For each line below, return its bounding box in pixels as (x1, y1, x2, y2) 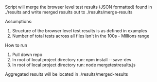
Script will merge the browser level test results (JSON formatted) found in (5, 4, 152, 10)
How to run (5, 42, 28, 48)
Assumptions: (5, 19, 33, 24)
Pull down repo (12, 52, 43, 57)
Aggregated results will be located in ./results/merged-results (5, 71, 128, 77)
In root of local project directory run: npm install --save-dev (12, 57, 132, 62)
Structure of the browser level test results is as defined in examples (12, 28, 147, 33)
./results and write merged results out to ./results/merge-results (5, 9, 133, 15)
